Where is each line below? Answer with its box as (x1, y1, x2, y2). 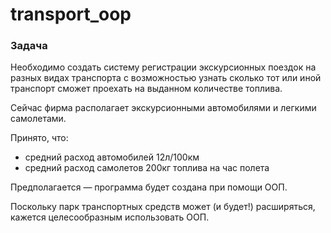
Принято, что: (10, 132, 69, 144)
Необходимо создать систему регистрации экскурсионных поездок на (10, 61, 317, 73)
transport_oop (10, 3, 132, 26)
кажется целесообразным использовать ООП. (10, 211, 210, 223)
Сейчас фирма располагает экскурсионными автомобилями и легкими (10, 102, 317, 114)
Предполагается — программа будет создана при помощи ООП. (10, 181, 288, 193)
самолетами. (10, 113, 67, 125)
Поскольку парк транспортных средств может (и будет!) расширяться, (10, 201, 316, 213)
